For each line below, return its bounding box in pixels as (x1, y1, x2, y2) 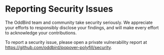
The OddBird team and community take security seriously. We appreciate (5, 19, 153, 25)
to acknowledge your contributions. (5, 30, 77, 36)
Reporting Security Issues (5, 3, 114, 15)
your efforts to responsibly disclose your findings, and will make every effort (5, 24, 159, 30)
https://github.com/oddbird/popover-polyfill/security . (5, 44, 113, 50)
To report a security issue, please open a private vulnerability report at (5, 39, 147, 45)
